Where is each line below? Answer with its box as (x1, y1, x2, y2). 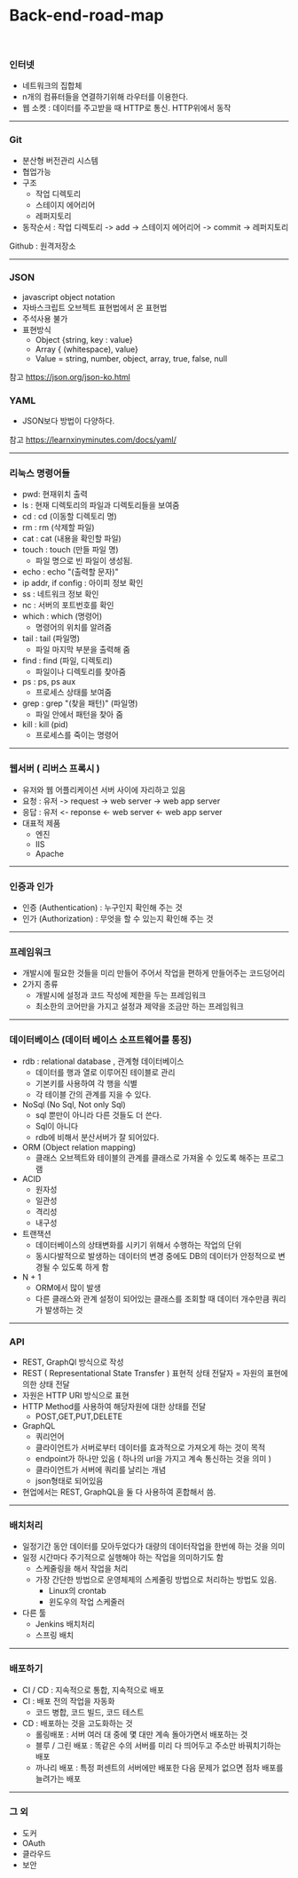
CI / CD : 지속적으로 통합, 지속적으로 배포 (21, 1684, 165, 1695)
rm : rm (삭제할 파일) (21, 522, 95, 533)
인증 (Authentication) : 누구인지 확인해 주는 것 (21, 902, 184, 913)
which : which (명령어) (21, 611, 103, 622)
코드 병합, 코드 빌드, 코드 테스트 (35, 1707, 145, 1717)
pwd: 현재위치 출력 (21, 489, 89, 500)
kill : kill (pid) (21, 719, 69, 730)
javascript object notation (21, 291, 115, 302)
